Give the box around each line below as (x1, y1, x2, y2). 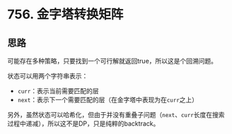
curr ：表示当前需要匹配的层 (17, 87, 99, 95)
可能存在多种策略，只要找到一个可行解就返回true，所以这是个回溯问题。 (7, 57, 218, 65)
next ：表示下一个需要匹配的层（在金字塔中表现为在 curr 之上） (17, 96, 199, 104)
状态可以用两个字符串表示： (7, 72, 88, 80)
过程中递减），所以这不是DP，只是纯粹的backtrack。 (7, 119, 160, 128)
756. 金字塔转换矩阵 (7, 6, 124, 23)
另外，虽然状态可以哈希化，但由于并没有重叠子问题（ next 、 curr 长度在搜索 (7, 111, 225, 118)
